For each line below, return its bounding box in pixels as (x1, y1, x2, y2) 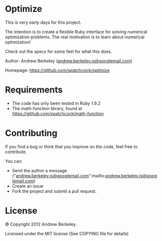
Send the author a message (12, 167, 67, 173)
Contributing (5, 128, 58, 139)
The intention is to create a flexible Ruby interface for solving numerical (5, 29, 147, 34)
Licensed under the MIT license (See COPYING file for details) (5, 230, 129, 236)
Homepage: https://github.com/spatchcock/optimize (5, 67, 110, 73)
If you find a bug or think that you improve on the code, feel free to (5, 144, 138, 149)
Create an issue (12, 183, 44, 189)
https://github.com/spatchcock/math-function (12, 111, 104, 116)
